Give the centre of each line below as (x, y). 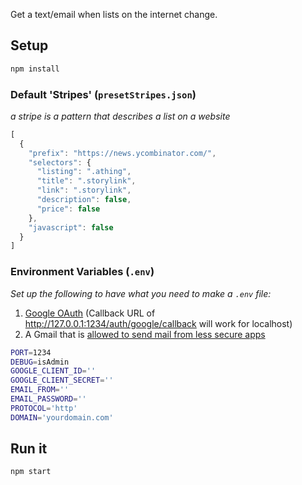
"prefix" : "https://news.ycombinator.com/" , (122, 153)
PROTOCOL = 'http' (44, 408)
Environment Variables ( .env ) (82, 272)
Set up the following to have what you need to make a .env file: (141, 293)
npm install (35, 69)
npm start (31, 472)
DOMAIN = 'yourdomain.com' (62, 417)
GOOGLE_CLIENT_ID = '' (53, 371)
